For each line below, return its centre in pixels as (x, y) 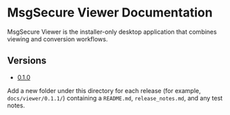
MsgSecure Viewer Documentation (110, 13)
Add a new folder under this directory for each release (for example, (104, 90)
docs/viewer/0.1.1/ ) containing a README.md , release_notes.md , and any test (115, 98)
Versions (27, 61)
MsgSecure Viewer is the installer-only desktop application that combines (112, 32)
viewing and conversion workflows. (58, 39)
